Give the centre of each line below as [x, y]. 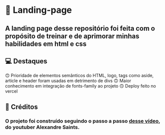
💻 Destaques [26, 61]
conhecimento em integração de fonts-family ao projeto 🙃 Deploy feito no [81, 86]
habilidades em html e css [46, 44]
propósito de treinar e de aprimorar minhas [72, 36]
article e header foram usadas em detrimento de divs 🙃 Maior [68, 81]
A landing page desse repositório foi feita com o [80, 28]
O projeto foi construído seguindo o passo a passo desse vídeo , [83, 121]
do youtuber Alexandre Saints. [42, 127]
